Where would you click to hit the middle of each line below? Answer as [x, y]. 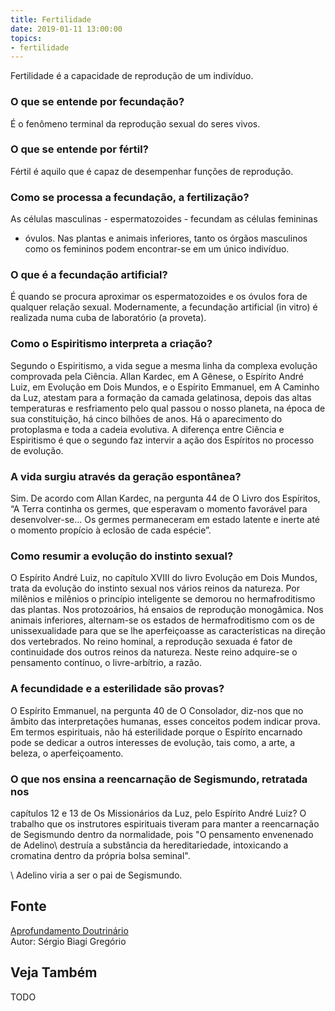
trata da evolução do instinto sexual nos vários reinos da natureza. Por [155, 588]
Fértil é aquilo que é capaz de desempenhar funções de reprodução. [152, 171]
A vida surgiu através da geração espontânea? [126, 476]
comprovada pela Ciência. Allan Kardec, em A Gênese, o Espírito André [157, 376]
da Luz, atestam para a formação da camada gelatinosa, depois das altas [161, 397]
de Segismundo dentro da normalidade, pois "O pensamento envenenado [162, 834]
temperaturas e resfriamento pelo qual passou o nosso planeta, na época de [168, 408]
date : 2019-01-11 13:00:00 [66, 29]
